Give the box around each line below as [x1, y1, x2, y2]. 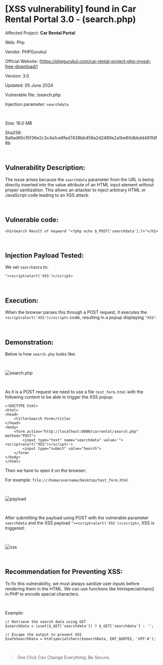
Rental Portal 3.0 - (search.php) [5, 14, 136, 25]
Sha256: [5, 129, 22, 135]
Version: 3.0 [5, 73, 29, 79]
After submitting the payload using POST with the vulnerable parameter [5, 515, 149, 521]
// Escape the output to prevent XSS [5, 632, 82, 637]
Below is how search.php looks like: [5, 351, 76, 357]
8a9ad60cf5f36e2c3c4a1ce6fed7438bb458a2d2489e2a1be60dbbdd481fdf [5, 135, 157, 141]
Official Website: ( [5, 58, 41, 64]
